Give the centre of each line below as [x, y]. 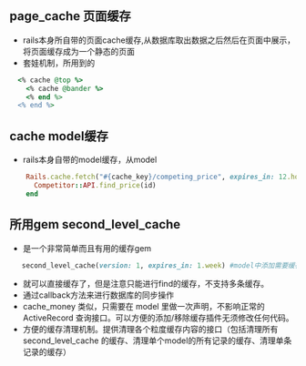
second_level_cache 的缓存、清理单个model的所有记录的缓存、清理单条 [157, 341]
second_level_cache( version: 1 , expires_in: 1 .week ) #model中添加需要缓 [158, 265]
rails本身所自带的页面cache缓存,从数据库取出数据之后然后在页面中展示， [159, 40]
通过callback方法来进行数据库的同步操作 [98, 295]
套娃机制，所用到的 [59, 63]
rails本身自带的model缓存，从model [90, 160]
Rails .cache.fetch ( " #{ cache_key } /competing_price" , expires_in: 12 [156, 177]
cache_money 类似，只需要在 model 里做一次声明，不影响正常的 [144, 307]
